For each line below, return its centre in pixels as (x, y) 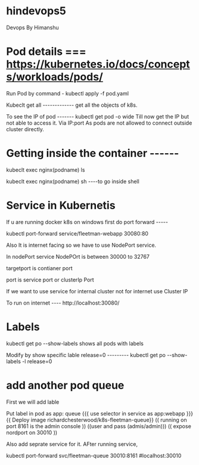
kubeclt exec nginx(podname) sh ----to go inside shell (73, 181)
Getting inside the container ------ (93, 154)
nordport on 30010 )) (32, 432)
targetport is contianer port (39, 268)
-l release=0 (37, 361)
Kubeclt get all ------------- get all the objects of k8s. (72, 105)
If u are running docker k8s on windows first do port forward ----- (87, 222)
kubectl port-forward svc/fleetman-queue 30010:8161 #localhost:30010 (94, 455)
